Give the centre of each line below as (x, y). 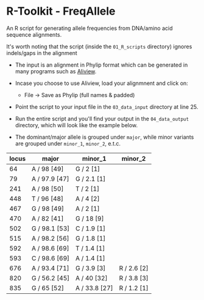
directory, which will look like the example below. (76, 125)
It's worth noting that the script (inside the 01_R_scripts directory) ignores (99, 46)
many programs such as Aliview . (56, 71)
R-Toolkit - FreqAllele (61, 11)
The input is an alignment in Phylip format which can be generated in (101, 65)
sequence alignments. (34, 34)
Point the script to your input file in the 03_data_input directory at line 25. (107, 107)
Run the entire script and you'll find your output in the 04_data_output (102, 119)
